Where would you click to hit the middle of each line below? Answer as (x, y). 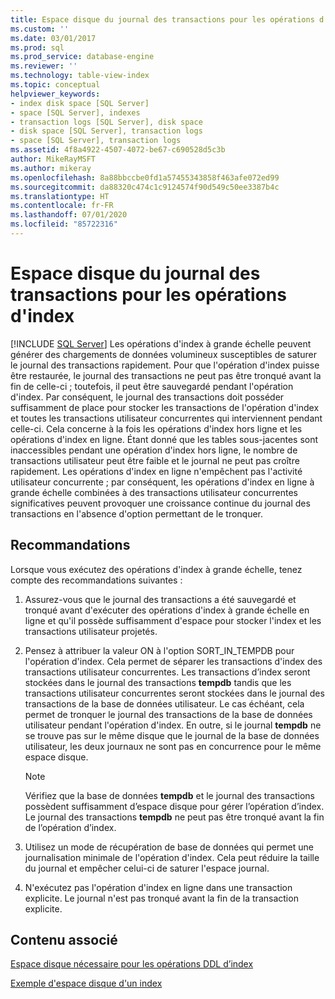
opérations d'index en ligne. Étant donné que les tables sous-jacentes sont (164, 439)
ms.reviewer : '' (44, 66)
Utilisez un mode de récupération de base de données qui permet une (169, 847)
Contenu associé (64, 940)
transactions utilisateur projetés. (91, 631)
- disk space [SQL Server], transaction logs (106, 131)
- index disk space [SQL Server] (80, 103)
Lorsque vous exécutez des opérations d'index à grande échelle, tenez (156, 569)
